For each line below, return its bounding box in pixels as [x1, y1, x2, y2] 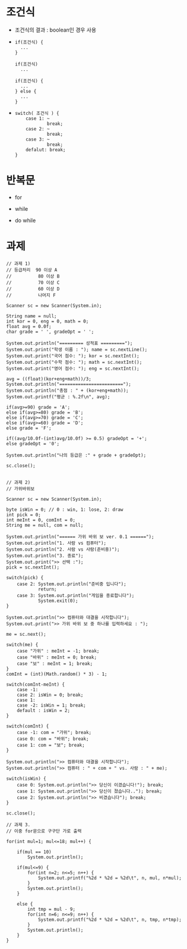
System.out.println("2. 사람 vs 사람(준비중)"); [6, 546, 120, 552]
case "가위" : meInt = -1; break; [17, 648, 100, 654]
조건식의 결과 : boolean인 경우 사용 [14, 26, 97, 33]
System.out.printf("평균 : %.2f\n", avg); [6, 394, 110, 399]
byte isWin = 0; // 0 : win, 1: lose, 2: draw [6, 507, 123, 513]
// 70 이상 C [6, 279, 60, 286]
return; [37, 586, 58, 592]
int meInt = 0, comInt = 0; [6, 517, 76, 523]
